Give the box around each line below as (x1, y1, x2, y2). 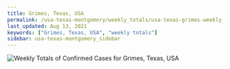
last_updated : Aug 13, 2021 (7, 23, 88, 29)
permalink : (7, 16, 38, 23)
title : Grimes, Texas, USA (7, 10, 84, 17)
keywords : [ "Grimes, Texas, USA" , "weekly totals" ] (7, 29, 157, 36)
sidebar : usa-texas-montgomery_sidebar (7, 36, 121, 42)
